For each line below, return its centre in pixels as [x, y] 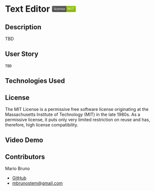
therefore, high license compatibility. [42, 125]
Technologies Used [35, 81]
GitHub [19, 178]
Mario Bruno [18, 169]
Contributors [25, 157]
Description [23, 27]
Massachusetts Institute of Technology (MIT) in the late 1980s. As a [73, 115]
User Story [22, 54]
